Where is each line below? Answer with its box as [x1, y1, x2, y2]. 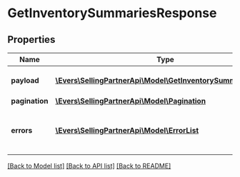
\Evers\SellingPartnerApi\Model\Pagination [55, 96, 206, 106]
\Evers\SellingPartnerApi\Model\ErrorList [55, 126, 199, 135]
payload [11, 76, 39, 85]
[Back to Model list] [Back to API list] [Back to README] [7, 162, 171, 170]
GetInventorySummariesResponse [7, 5, 217, 21]
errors [11, 126, 33, 135]
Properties [7, 34, 56, 46]
